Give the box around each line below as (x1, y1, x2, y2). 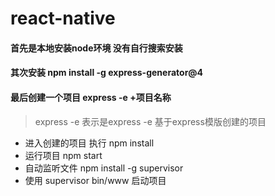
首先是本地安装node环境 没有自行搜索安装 (10, 42, 183, 54)
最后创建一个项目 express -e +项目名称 (10, 91, 172, 103)
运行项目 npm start (24, 149, 103, 161)
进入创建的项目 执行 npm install (24, 137, 155, 149)
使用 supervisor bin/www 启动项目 (24, 174, 167, 186)
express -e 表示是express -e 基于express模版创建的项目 (34, 115, 267, 127)
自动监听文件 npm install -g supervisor (24, 162, 184, 174)
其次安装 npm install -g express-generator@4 (10, 67, 204, 79)
